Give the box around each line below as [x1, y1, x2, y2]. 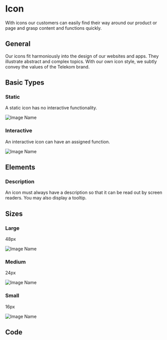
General [5, 40, 31, 48]
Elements [5, 163, 36, 172]
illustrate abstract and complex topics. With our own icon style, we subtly [5, 58, 157, 64]
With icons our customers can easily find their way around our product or [5, 20, 157, 26]
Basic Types [5, 79, 44, 87]
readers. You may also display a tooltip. [5, 195, 87, 201]
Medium [5, 258, 26, 265]
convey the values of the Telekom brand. [5, 63, 90, 70]
